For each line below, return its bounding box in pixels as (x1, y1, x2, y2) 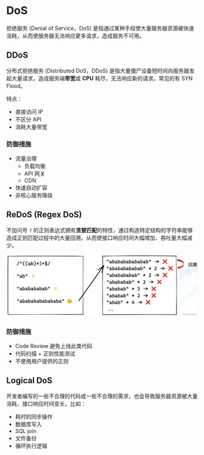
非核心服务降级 (15, 192, 53, 199)
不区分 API (15, 115, 42, 123)
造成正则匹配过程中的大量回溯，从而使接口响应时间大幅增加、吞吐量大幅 (6, 234, 187, 241)
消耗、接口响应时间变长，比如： (6, 400, 86, 407)
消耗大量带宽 (15, 123, 47, 131)
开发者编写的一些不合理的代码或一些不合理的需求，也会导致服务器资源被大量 (6, 392, 198, 400)
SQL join (15, 427, 36, 434)
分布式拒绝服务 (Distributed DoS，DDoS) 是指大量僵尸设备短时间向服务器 (6, 67, 189, 74)
